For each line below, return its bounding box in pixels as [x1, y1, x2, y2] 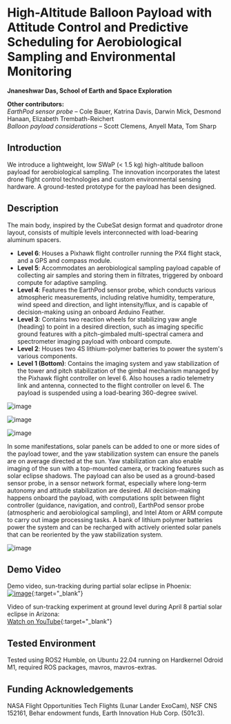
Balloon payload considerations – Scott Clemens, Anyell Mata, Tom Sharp [7, 122, 217, 130]
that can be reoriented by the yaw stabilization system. [7, 530, 163, 539]
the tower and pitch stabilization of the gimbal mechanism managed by [17, 366, 219, 375]
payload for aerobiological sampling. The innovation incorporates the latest [7, 167, 221, 176]
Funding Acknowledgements [7, 683, 134, 695]
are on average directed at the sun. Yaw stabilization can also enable [7, 456, 203, 465]
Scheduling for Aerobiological [7, 35, 182, 50]
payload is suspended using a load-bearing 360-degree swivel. [17, 389, 198, 397]
